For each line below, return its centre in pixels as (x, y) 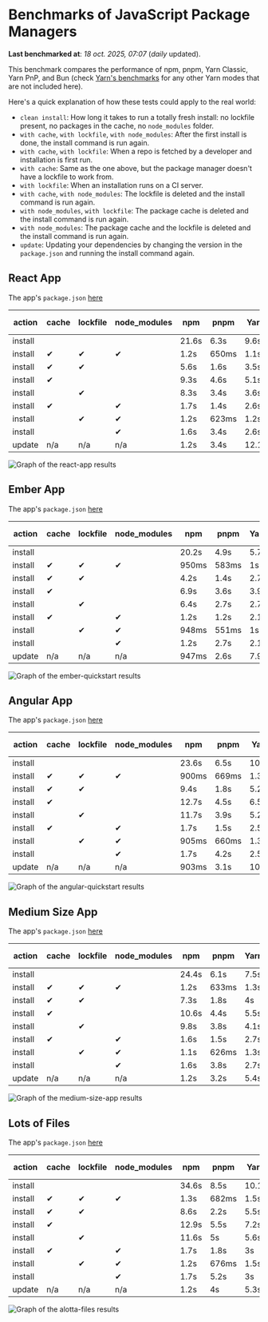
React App (35, 279)
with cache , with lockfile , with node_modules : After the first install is (133, 134)
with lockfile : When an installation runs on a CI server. (111, 185)
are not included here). (46, 86)
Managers (43, 32)
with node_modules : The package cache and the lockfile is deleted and (135, 227)
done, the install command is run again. (85, 142)
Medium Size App (53, 912)
